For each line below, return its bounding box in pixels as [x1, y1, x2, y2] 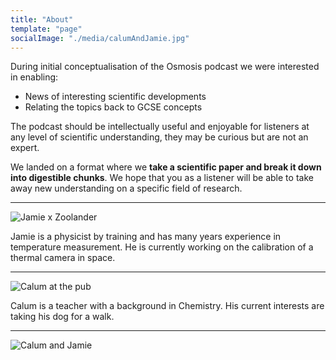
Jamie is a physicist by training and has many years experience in [10, 231, 282, 243]
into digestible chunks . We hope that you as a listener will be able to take [10, 172, 314, 184]
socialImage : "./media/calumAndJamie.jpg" [10, 33, 190, 43]
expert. [10, 142, 40, 154]
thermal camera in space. [10, 252, 116, 264]
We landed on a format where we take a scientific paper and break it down [10, 161, 322, 173]
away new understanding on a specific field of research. [10, 182, 243, 195]
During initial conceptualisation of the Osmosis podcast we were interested [10, 61, 320, 73]
